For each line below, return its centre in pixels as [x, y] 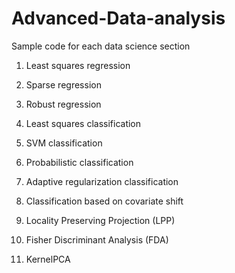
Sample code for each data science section [101, 46]
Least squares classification [83, 123]
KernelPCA [48, 259]
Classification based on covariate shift [104, 201]
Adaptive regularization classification [102, 181]
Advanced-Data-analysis [118, 18]
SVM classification [64, 143]
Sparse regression [63, 84]
